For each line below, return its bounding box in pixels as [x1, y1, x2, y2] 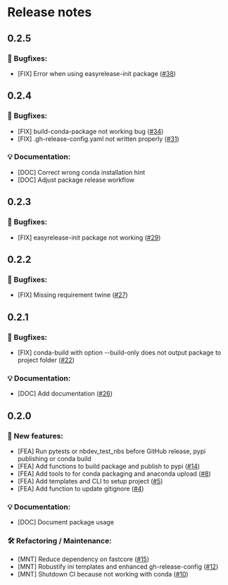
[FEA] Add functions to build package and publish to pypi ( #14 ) [17, 462, 201, 470]
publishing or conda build [17, 454, 91, 462]
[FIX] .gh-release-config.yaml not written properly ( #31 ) [17, 135, 179, 143]
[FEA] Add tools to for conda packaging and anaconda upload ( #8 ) [17, 469, 211, 478]
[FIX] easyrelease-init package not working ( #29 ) [17, 233, 161, 242]
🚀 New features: [7, 431, 63, 441]
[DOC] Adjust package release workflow [17, 175, 135, 184]
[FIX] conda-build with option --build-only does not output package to [17, 348, 222, 357]
